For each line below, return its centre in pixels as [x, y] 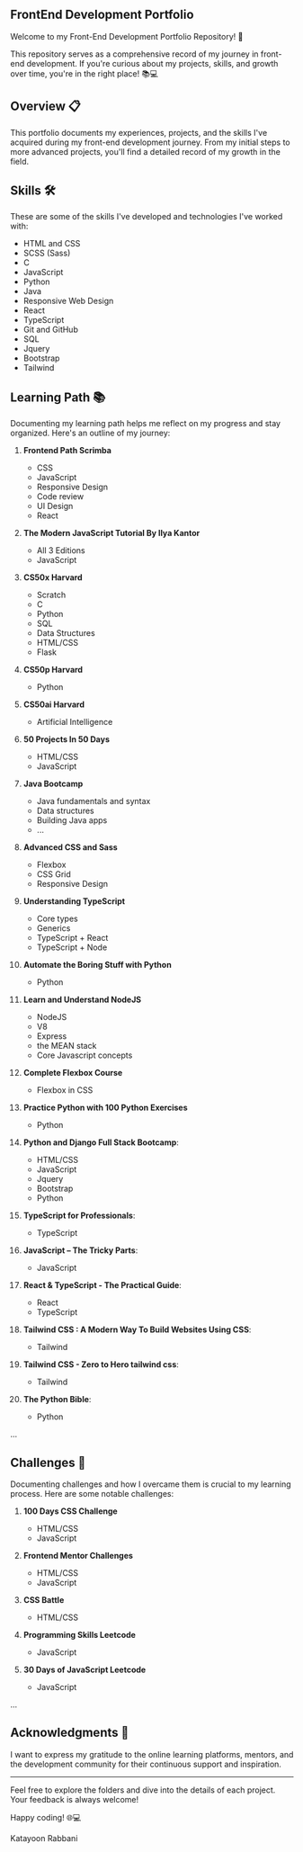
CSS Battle [44, 1600]
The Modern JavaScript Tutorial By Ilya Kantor [111, 533]
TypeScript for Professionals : [79, 1216]
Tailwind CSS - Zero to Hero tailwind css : [101, 1364]
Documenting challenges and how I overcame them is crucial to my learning [151, 1484]
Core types [58, 919]
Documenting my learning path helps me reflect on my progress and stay [146, 424]
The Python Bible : [57, 1400]
